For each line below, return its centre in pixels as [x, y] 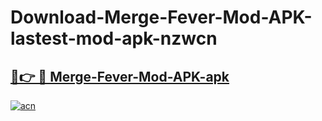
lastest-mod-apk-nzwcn [114, 38]
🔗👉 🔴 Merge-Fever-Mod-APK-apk [120, 76]
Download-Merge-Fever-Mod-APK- [161, 17]
